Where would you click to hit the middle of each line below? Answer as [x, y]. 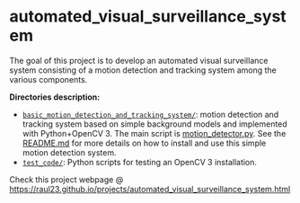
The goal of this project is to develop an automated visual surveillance [139, 60]
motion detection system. [69, 152]
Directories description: [55, 97]
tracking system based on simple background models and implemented [154, 124]
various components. [49, 79]
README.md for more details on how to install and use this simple [144, 143]
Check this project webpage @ [66, 179]
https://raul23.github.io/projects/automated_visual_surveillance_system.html [150, 189]
